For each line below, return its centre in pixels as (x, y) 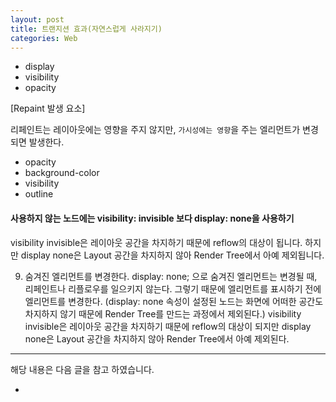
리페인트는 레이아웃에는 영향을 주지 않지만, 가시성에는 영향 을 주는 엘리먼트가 (155, 130)
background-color (62, 173)
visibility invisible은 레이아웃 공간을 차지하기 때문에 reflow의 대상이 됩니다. (156, 242)
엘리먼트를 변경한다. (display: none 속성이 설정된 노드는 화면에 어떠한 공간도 (174, 301)
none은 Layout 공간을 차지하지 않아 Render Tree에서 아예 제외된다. (157, 338)
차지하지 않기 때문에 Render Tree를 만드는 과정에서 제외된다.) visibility (163, 313)
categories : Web (44, 38)
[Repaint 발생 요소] (48, 108)
